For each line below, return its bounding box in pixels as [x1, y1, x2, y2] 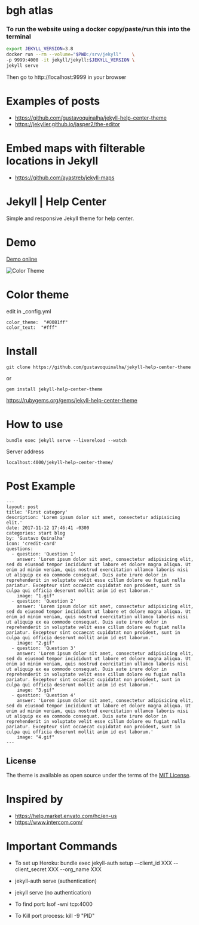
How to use [6, 417, 63, 431]
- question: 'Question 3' [11, 645, 76, 652]
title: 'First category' [6, 509, 68, 515]
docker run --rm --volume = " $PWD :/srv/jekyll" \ [6, 51, 135, 57]
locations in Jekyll [6, 154, 99, 168]
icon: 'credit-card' [6, 541, 58, 547]
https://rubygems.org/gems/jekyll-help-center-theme [6, 396, 137, 404]
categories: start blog [6, 530, 66, 536]
